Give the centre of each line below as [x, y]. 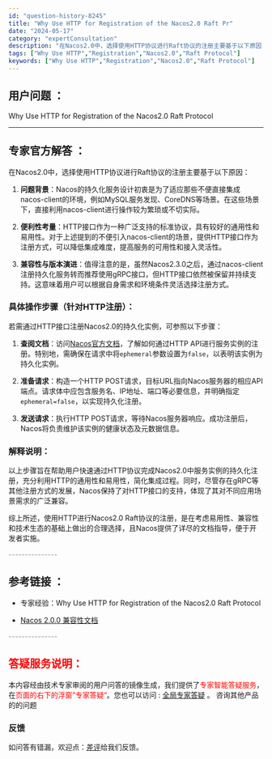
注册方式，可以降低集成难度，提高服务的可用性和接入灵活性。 [123, 247]
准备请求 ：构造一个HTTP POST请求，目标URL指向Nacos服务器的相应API [141, 380]
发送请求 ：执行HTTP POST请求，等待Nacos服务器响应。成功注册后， [136, 418]
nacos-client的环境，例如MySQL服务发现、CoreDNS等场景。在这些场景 [140, 199]
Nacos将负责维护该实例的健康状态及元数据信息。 [102, 428]
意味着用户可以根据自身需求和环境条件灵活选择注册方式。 [137, 284]
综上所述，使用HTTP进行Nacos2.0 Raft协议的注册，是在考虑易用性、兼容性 [134, 518]
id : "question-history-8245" [57, 16]
